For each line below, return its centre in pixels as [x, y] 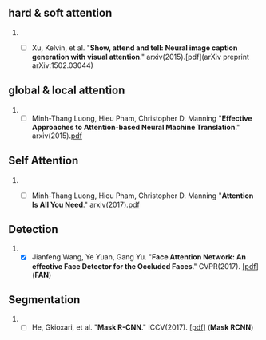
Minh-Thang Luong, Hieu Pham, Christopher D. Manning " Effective [142, 118]
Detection [33, 229]
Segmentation [44, 300]
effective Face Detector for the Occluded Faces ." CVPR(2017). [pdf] [145, 266]
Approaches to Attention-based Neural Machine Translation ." [136, 127]
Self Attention [44, 161]
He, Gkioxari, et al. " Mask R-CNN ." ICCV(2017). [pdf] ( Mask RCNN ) [143, 327]
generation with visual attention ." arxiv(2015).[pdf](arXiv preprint [140, 57]
